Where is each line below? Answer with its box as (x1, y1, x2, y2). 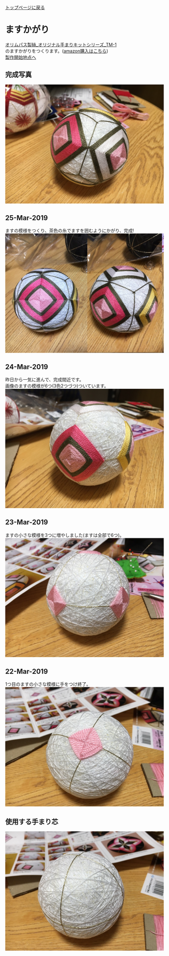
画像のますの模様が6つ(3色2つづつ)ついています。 (5, 383, 109, 389)
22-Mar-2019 (5, 667, 48, 676)
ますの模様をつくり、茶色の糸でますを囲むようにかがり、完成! (5, 228, 134, 234)
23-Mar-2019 (5, 518, 48, 527)
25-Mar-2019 (5, 214, 48, 222)
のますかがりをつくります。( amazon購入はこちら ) (5, 47, 109, 54)
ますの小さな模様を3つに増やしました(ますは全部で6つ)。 (5, 532, 124, 538)
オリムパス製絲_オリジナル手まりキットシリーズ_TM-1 (5, 41, 117, 47)
